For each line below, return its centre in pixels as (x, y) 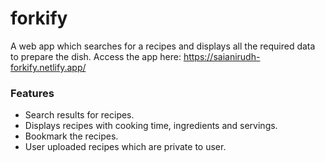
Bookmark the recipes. (71, 136)
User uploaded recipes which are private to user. (125, 147)
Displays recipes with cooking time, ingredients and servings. (151, 126)
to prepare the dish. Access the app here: (96, 56)
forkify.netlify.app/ (48, 67)
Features (32, 93)
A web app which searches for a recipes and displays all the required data (163, 46)
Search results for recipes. (79, 115)
